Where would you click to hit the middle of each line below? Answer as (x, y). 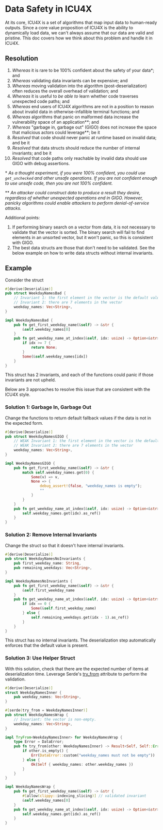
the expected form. (24, 423)
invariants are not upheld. (31, 380)
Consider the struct (24, 280)
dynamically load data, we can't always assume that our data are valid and (79, 33)
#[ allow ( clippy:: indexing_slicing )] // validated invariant (84, 796)
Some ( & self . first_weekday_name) (64, 608)
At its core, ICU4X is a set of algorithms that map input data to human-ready (81, 22)
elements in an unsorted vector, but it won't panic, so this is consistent (82, 237)
